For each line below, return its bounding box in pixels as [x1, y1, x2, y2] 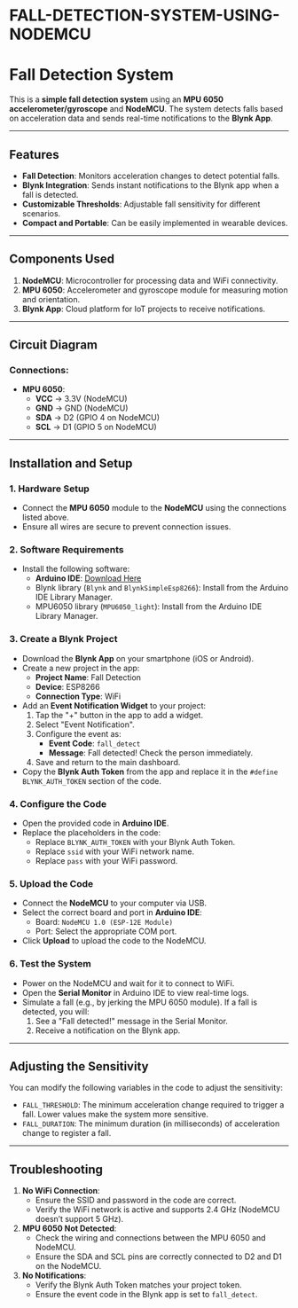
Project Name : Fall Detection [35, 671, 142, 683]
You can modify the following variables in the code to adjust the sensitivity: [9, 1083, 284, 1093]
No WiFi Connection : [21, 1186, 100, 1196]
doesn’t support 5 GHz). [35, 1214, 124, 1225]
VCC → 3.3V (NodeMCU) [35, 394, 128, 404]
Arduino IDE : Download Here [35, 573, 142, 584]
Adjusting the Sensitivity [9, 1059, 149, 1074]
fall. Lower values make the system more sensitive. [21, 1109, 208, 1120]
